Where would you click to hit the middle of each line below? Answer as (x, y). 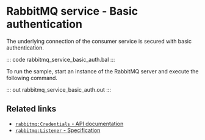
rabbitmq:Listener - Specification (58, 130)
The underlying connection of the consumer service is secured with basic (99, 41)
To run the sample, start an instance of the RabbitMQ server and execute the (103, 71)
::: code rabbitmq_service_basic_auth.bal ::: (61, 59)
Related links (31, 109)
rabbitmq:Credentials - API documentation (69, 123)
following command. (32, 78)
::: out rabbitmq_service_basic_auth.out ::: (59, 89)
